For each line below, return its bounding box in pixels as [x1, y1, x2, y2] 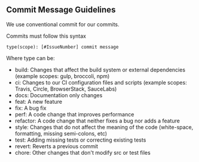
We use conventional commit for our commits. [6, 20, 120, 28]
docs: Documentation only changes [14, 91, 103, 98]
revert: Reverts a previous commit [14, 142, 99, 149]
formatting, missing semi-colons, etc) [14, 130, 108, 137]
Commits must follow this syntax [6, 32, 87, 40]
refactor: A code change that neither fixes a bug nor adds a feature [14, 117, 180, 124]
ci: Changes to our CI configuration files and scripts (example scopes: [14, 79, 187, 86]
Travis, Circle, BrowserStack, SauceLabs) [14, 85, 117, 92]
